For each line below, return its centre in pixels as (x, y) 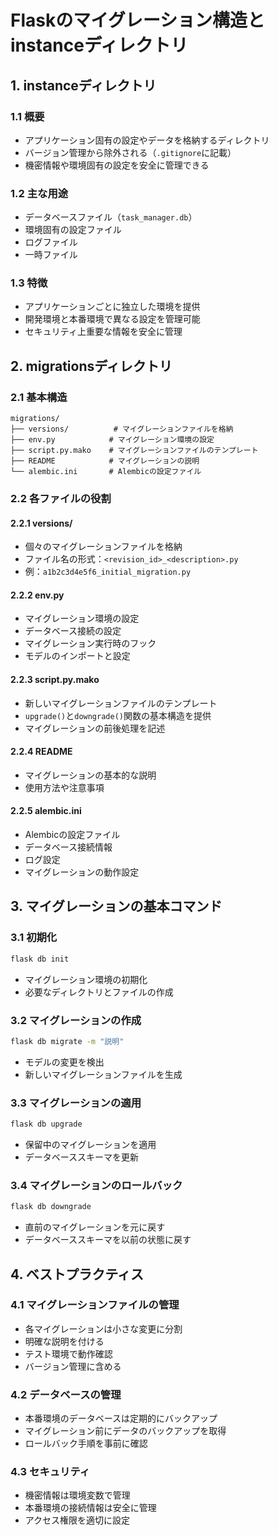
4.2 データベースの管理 (66, 1394)
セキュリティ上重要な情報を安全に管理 (103, 332)
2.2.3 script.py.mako (55, 680)
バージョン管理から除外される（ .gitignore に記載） (130, 152)
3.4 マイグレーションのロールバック (96, 1185)
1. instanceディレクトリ (83, 85)
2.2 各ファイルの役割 (61, 499)
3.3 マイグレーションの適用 (76, 1103)
